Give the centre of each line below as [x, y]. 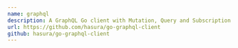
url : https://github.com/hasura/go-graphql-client [84, 27]
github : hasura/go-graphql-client [59, 34]
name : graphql [29, 14]
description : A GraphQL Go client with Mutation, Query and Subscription [119, 20]
